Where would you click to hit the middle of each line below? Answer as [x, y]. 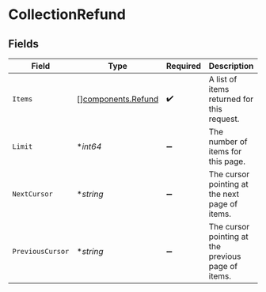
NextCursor [32, 194]
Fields [24, 44]
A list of [223, 79]
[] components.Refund [118, 99]
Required [184, 66]
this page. [227, 161]
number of [228, 142]
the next [224, 194]
